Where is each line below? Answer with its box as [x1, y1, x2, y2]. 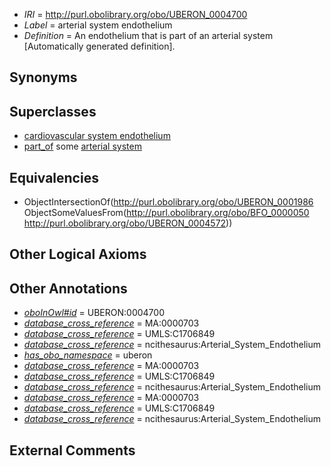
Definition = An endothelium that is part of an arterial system [23, 30, 274, 41]
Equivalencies [9, 169, 99, 186]
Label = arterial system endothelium [23, 19, 173, 31]
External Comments [9, 442, 136, 459]
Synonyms [9, 69, 78, 86]
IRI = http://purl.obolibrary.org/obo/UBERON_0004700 [23, 9, 248, 20]
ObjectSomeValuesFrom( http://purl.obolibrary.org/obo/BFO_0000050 [23, 207, 310, 219]
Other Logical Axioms [9, 246, 147, 263]
